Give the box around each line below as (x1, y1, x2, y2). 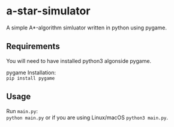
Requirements (6, 41, 60, 52)
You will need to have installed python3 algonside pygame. (6, 57, 152, 64)
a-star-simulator (6, 4, 91, 18)
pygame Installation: (6, 69, 56, 76)
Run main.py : (6, 107, 38, 114)
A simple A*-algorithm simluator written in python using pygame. (6, 24, 167, 31)
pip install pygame (6, 75, 55, 81)
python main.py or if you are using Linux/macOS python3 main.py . (6, 114, 169, 121)
